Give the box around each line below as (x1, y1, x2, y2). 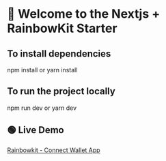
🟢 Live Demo (7, 124, 64, 136)
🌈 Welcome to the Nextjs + (7, 6, 161, 22)
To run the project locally (7, 85, 116, 98)
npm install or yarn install (7, 66, 78, 74)
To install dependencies (7, 48, 111, 59)
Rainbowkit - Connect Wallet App (7, 146, 100, 154)
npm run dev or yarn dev (7, 104, 77, 112)
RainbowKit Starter (7, 20, 117, 36)
